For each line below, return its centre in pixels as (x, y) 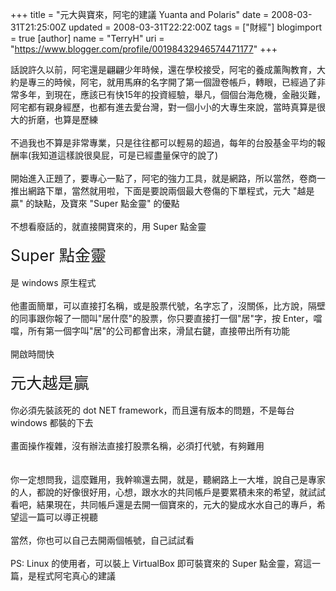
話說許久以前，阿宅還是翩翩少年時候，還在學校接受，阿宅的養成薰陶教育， (163, 69)
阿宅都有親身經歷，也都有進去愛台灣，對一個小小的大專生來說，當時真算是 (163, 107)
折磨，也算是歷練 (62, 119)
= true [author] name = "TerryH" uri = (87, 38)
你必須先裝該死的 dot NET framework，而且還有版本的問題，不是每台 (152, 410)
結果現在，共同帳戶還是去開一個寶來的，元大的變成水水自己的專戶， (176, 504)
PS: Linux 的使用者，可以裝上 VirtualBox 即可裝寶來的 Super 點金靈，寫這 (161, 563)
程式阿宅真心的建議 (76, 576)
